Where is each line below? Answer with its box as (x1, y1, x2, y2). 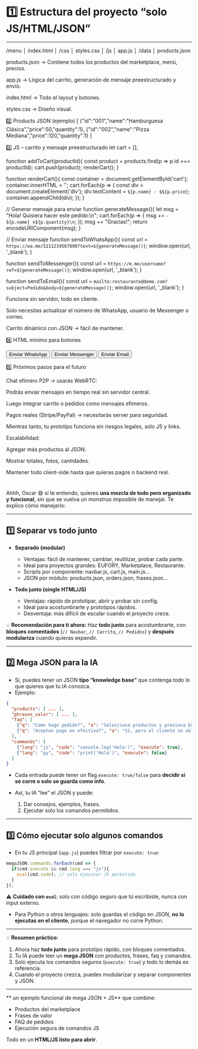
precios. (6, 64, 26, 72)
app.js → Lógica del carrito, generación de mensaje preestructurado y (6, 76, 177, 83)
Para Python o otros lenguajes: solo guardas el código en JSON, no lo (14, 911, 184, 918)
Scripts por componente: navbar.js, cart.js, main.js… (23, 568, 150, 575)
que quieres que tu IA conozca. (14, 682, 91, 689)
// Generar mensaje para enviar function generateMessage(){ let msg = (6, 205, 179, 212)
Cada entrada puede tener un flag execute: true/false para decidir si (14, 772, 186, 779)
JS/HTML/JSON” (6, 22, 91, 35)
